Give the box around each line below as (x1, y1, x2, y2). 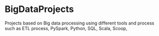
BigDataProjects (5, 3, 74, 15)
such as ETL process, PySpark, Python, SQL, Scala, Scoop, (5, 25, 128, 31)
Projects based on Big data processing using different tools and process (5, 20, 154, 26)
